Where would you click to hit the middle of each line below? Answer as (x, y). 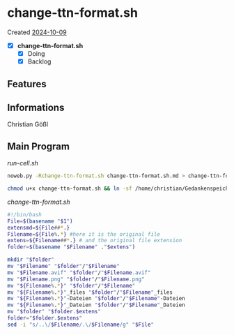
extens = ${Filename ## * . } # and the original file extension (95, 241)
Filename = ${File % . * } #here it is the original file (84, 234)
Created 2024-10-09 (37, 32)
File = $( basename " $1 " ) (40, 221)
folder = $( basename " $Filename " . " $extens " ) (71, 247)
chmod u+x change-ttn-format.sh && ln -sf (70, 189)
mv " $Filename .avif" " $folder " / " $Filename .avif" (79, 273)
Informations (36, 107)
